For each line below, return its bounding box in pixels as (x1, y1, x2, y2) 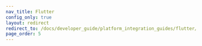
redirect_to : (5, 25, 39, 32)
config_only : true (5, 14, 52, 20)
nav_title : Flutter (5, 8, 55, 15)
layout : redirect (5, 20, 49, 26)
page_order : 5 (5, 31, 42, 37)
